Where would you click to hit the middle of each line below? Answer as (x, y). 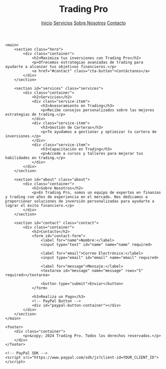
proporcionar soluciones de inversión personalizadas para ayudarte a (80, 201)
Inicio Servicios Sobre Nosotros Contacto (83, 23)
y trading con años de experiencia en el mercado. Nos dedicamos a (77, 197)
